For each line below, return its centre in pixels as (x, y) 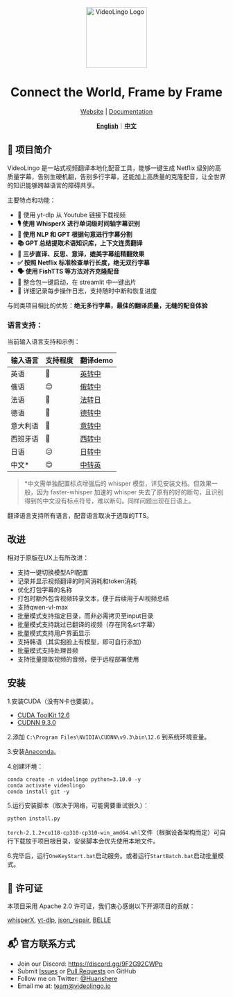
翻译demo (97, 360)
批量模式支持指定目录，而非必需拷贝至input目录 (85, 615)
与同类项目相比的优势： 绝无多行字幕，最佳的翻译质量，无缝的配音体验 (107, 305)
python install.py (34, 819)
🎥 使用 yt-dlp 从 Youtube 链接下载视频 (71, 215)
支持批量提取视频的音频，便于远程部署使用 (78, 659)
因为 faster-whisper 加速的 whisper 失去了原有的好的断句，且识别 (130, 492)
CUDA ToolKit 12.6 (43, 715)
